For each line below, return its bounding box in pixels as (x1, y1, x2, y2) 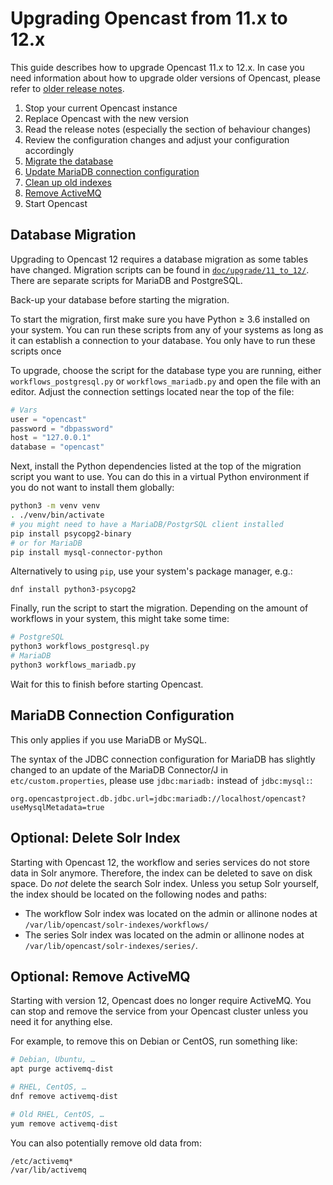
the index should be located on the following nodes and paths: (10, 888, 267, 900)
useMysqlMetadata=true (10, 802, 105, 812)
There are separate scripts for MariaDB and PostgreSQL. (10, 274, 243, 286)
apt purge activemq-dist (10, 1064, 114, 1074)
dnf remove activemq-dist (10, 1091, 118, 1101)
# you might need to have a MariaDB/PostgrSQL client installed (10, 519, 284, 529)
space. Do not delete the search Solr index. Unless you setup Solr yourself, (10, 877, 319, 889)
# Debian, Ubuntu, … (10, 1055, 97, 1065)
